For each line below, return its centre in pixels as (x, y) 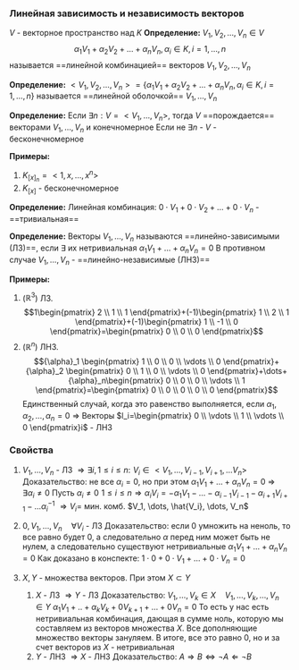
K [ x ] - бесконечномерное (70, 189)
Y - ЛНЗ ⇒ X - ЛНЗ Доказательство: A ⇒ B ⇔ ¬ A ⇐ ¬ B (144, 657)
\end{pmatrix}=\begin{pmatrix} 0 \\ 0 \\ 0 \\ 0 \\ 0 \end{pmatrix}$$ (157, 390)
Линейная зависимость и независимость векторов (127, 13)
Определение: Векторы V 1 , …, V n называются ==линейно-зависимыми (145, 237)
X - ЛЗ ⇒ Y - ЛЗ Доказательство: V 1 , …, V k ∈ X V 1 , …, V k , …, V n (157, 596)
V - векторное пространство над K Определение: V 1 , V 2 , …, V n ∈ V (137, 34)
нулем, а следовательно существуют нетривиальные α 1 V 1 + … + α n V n (154, 548)
